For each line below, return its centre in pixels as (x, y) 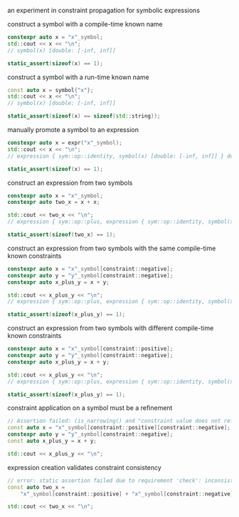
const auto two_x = (36, 487)
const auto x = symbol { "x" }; (51, 90)
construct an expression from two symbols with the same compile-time (112, 248)
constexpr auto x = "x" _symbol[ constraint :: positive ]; (90, 349)
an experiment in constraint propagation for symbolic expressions (104, 10)
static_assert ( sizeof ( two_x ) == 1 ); (62, 235)
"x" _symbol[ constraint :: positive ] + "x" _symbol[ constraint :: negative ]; (128, 494)
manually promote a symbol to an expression (73, 130)
